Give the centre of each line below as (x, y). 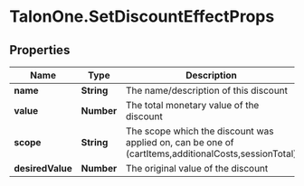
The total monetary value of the (192, 105)
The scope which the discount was (199, 131)
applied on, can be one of (180, 142)
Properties (40, 50)
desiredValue (43, 168)
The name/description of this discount (206, 90)
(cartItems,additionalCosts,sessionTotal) (211, 153)
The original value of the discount (197, 168)
